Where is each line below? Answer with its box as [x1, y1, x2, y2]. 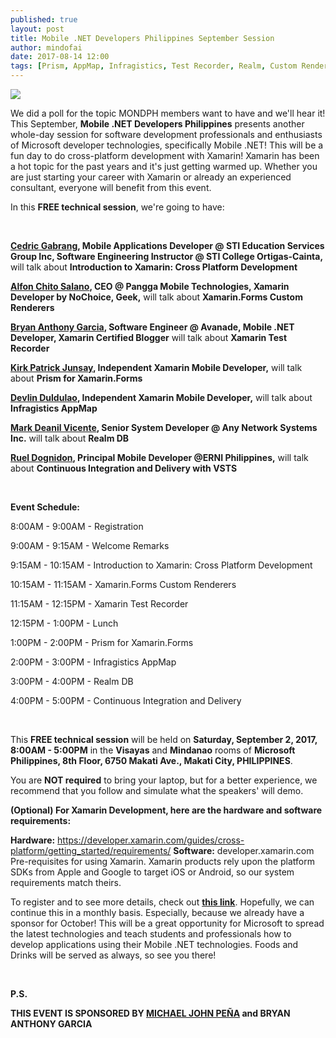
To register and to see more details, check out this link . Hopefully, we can [10, 896, 315, 908]
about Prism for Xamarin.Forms [10, 372, 143, 384]
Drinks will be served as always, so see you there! [10, 949, 217, 961]
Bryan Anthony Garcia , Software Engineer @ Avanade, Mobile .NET [10, 321, 295, 333]
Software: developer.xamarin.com [173, 845, 315, 856]
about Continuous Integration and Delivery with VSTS [10, 462, 238, 474]
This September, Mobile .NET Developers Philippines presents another [10, 118, 305, 130]
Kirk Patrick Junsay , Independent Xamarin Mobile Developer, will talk [10, 362, 303, 373]
